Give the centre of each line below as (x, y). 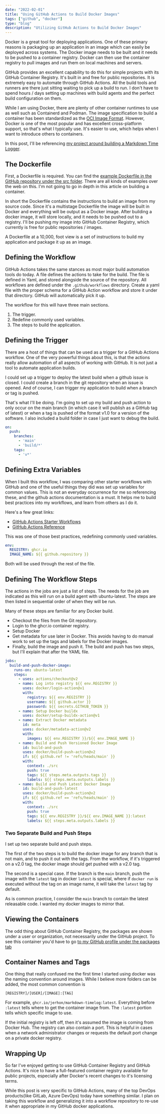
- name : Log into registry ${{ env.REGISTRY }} (68, 684)
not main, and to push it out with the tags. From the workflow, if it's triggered (82, 859)
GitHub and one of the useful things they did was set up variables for (75, 487)
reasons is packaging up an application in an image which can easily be (78, 47)
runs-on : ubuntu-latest (38, 670)
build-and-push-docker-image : (40, 665)
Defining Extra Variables (43, 470)
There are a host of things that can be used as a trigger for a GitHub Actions (82, 352)
